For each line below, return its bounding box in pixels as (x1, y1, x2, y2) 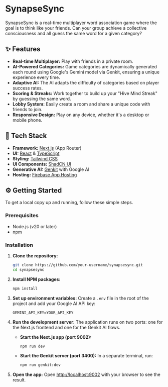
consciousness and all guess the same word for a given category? (5, 30, 142, 36)
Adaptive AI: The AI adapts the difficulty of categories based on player (12, 79, 159, 85)
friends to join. (12, 106, 43, 112)
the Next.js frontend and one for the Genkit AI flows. (12, 324, 120, 330)
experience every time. (12, 74, 60, 80)
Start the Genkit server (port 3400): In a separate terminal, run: (20, 353, 153, 359)
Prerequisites (5, 212, 39, 219)
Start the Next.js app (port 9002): (20, 334, 92, 340)
